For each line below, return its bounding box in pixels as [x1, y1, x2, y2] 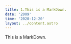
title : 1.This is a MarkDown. [5, 7, 67, 12]
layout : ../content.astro [5, 21, 58, 26]
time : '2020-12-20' [5, 16, 45, 21]
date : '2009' [5, 12, 32, 17]
